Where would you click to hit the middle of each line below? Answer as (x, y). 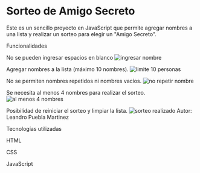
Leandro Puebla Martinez (38, 117)
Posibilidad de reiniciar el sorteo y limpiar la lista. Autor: (99, 110)
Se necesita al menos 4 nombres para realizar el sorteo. (76, 92)
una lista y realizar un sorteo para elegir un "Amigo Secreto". (82, 34)
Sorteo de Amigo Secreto (71, 11)
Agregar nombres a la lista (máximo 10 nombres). (67, 69)
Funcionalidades (27, 46)
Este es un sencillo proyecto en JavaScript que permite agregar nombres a (99, 28)
